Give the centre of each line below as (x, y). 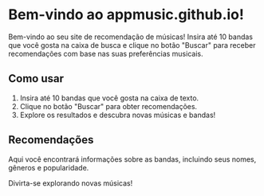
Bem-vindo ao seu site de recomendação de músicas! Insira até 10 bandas (131, 37)
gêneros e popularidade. (49, 167)
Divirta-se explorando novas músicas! (71, 183)
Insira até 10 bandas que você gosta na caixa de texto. (109, 98)
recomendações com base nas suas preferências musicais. (106, 53)
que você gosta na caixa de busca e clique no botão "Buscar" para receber (132, 45)
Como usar (36, 78)
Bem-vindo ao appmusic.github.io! (126, 15)
